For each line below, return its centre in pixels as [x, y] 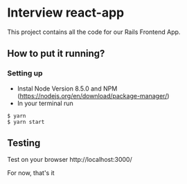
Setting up [25, 73]
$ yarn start [26, 122]
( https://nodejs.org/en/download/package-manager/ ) [93, 95]
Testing [24, 143]
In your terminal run [45, 103]
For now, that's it [31, 173]
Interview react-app [66, 13]
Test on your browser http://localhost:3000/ [70, 160]
